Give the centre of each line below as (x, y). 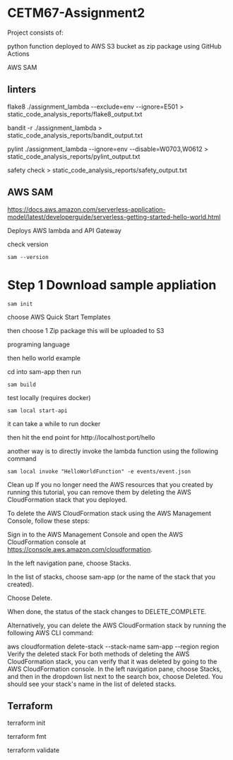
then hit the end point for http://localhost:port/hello (81, 437)
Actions (18, 54)
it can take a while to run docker (54, 423)
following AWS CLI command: (50, 632)
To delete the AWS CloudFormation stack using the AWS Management (109, 513)
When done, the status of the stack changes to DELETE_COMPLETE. (107, 611)
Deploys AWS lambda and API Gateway (65, 230)
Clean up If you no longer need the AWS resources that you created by (110, 484)
